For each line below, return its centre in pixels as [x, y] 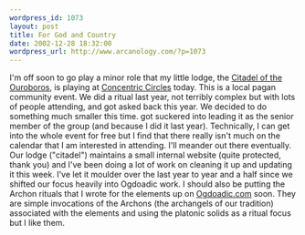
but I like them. [37, 223]
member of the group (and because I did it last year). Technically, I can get [150, 126]
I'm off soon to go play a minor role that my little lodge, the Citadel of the [146, 77]
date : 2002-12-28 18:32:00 [61, 43]
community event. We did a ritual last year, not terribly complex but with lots [152, 97]
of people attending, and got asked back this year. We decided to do [138, 107]
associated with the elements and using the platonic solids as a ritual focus [151, 213]
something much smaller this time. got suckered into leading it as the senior [152, 117]
